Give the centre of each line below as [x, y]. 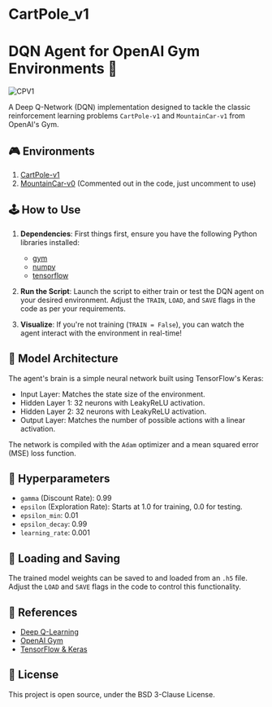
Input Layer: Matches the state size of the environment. [112, 394]
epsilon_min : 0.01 [49, 516]
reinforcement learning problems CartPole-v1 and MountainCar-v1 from [127, 116]
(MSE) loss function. [43, 453]
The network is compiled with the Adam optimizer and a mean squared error [134, 444]
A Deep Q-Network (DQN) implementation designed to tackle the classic [130, 108]
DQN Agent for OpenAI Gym [104, 52]
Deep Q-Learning [49, 632]
